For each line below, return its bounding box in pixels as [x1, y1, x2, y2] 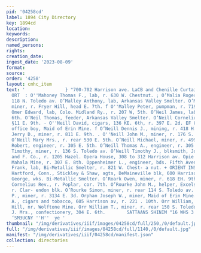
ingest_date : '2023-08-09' [6, 59, 74, 65]
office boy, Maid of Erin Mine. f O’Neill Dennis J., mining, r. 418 [11, 126, 188, 132]
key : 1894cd [6, 20, 36, 26]
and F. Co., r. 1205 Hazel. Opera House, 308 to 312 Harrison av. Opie [11, 153, 194, 159]
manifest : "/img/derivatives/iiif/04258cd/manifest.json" [6, 231, 154, 237]
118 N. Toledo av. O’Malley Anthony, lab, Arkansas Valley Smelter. [11, 98, 186, 104]
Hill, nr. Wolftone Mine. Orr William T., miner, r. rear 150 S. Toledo [11, 204, 197, 210]
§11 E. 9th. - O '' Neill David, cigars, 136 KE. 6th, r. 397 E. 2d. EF [11, 121, 191, 126]
